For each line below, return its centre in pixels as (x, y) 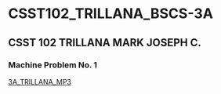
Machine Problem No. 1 (53, 65)
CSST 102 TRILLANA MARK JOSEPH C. (105, 43)
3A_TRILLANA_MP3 (40, 81)
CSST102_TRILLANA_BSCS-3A (111, 14)
